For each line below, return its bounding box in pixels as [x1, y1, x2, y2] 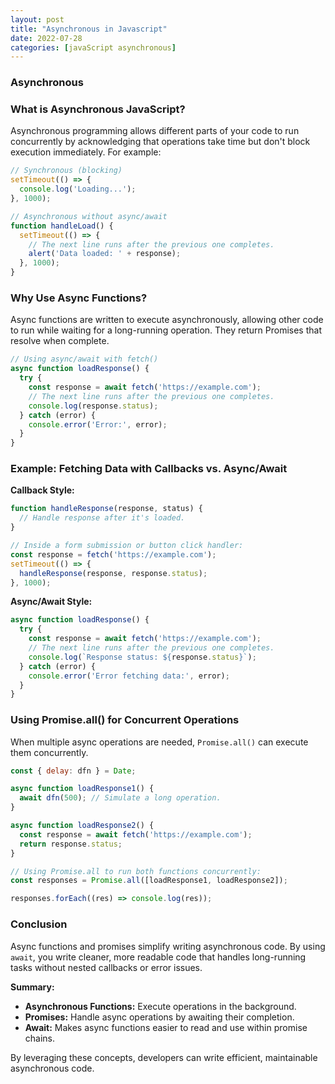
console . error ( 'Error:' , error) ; [28, 419, 168, 430]
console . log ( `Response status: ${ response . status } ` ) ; [28, 652, 257, 662]
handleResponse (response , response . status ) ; [19, 568, 208, 578]
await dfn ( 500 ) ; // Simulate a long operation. [19, 793, 222, 803]
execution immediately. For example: [10, 146, 162, 158]
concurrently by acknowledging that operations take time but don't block [10, 136, 311, 148]
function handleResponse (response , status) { [10, 504, 203, 514]
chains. [24, 1032, 56, 1044]
